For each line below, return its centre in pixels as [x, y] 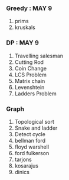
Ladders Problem [36, 94]
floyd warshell [32, 147]
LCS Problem [31, 75]
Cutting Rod [29, 62]
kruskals [25, 27]
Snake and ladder [36, 128]
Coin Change [31, 68]
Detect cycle [30, 134]
